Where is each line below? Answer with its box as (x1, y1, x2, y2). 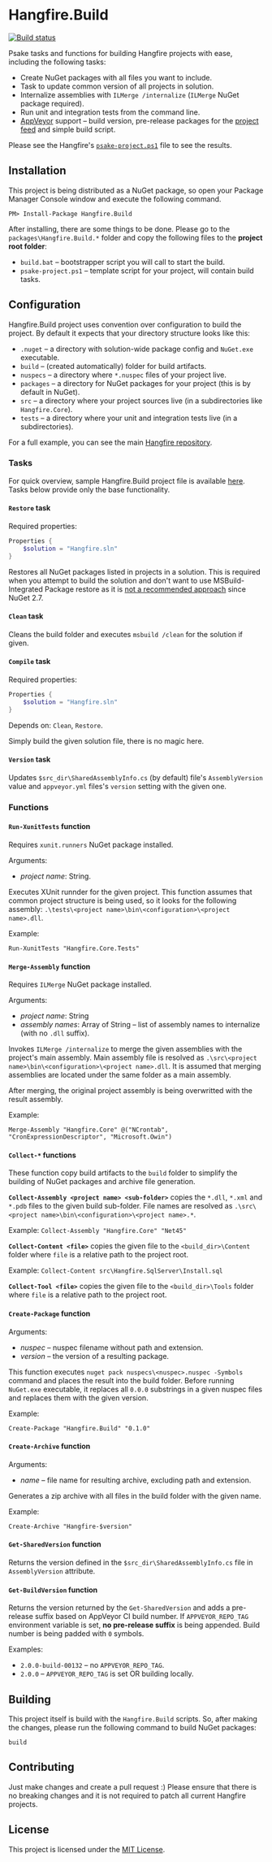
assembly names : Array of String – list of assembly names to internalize (19, 1020, 261, 1030)
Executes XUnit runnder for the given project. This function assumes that (8, 888, 253, 897)
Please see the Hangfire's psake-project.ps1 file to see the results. (8, 140, 233, 150)
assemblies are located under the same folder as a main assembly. (8, 1070, 231, 1080)
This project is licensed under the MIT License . (8, 1844, 166, 1854)
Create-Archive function (8, 1441, 91, 1452)
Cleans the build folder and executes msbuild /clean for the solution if (8, 629, 244, 639)
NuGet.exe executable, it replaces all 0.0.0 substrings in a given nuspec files (8, 1384, 263, 1394)
